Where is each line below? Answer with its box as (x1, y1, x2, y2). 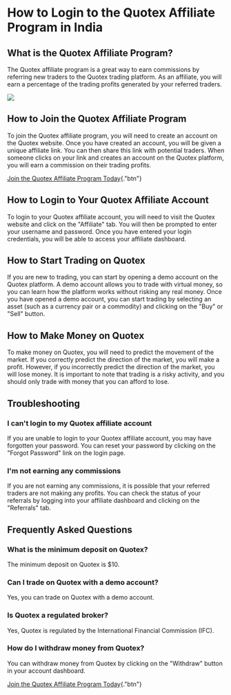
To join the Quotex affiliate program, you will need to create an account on (7, 131, 218, 140)
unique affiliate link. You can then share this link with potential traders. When (7, 146, 225, 154)
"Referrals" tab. (7, 503, 52, 512)
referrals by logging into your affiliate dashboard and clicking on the (7, 497, 200, 505)
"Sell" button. (7, 310, 46, 318)
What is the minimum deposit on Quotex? (7, 544, 148, 554)
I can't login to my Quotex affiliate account (7, 418, 152, 428)
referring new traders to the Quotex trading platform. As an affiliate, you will (7, 73, 222, 81)
